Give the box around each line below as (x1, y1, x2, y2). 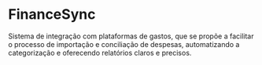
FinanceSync (8, 5, 96, 23)
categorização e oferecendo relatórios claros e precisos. (8, 48, 192, 57)
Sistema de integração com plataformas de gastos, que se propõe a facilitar (8, 31, 254, 41)
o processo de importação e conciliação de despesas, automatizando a (8, 39, 240, 49)
